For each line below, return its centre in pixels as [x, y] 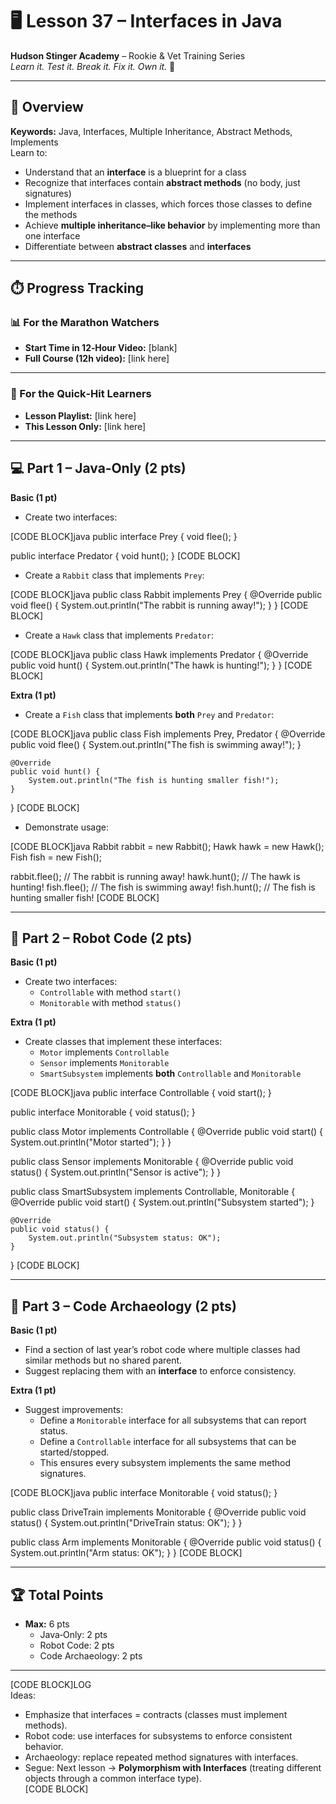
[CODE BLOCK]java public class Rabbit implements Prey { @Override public [166, 594]
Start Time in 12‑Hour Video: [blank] [101, 348]
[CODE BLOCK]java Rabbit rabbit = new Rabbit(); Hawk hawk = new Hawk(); [167, 846]
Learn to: [29, 152]
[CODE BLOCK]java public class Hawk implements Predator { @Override [159, 654]
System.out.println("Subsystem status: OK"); [125, 1238]
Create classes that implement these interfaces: [123, 1042]
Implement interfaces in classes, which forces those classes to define [168, 204]
